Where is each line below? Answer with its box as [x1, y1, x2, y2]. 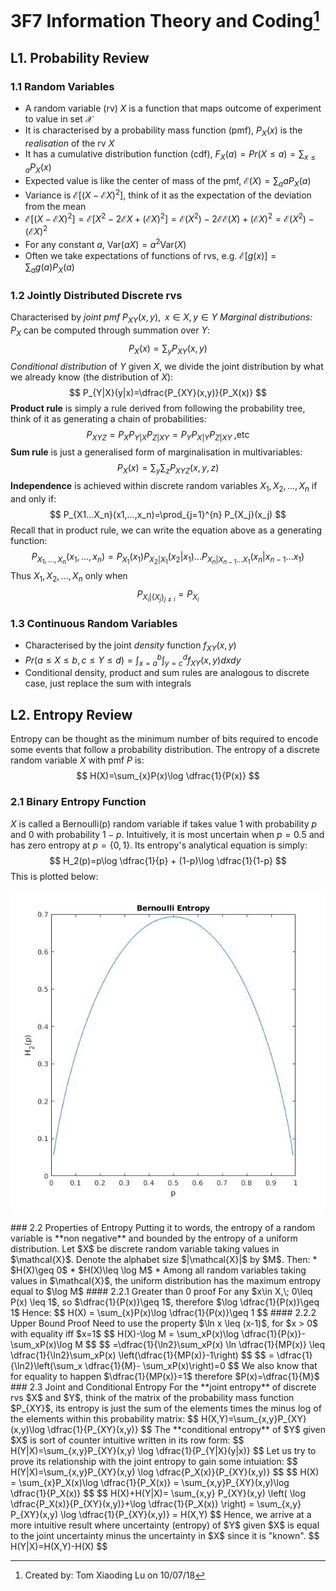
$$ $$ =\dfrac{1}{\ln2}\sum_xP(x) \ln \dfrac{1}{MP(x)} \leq [84, 1339, 326, 1351]
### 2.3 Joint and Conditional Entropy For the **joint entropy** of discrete [10, 1381, 317, 1393]
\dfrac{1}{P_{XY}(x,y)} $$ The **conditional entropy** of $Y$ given [47, 1424, 326, 1436]
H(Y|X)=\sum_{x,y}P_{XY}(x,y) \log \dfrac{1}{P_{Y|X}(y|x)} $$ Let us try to [10, 1445, 317, 1457]
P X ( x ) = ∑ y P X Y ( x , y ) [128, 342, 208, 356]
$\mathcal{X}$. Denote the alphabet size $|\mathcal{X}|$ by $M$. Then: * [10, 1254, 318, 1266]
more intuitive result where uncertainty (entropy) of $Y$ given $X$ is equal [10, 1519, 320, 1531]
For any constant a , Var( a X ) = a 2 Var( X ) [24, 237, 187, 251]
